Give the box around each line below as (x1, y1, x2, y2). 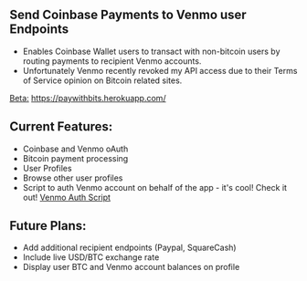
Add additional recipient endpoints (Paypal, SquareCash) (22, 242, 237, 254)
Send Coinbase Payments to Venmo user (9, 7, 247, 23)
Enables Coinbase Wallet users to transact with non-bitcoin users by (22, 46, 281, 57)
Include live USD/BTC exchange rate (22, 252, 160, 263)
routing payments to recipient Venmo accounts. (22, 55, 202, 67)
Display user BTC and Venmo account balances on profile (22, 262, 240, 273)
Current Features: (9, 119, 113, 135)
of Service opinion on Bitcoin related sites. (22, 75, 183, 86)
